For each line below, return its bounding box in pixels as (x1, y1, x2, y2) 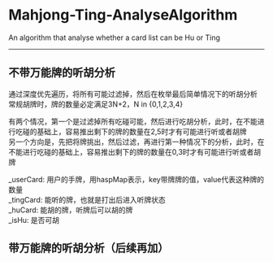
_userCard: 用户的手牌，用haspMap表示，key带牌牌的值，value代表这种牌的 (8, 174, 264, 184)
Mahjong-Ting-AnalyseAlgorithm (8, 6, 238, 24)
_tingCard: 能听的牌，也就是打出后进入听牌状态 (8, 194, 166, 204)
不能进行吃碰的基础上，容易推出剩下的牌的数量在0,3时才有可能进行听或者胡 (8, 146, 262, 156)
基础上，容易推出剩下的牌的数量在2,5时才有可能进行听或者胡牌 (36, 126, 247, 136)
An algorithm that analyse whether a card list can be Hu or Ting (8, 33, 221, 42)
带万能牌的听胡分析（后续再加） (8, 242, 169, 255)
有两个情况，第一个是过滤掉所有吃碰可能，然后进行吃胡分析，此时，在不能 (8, 116, 258, 126)
